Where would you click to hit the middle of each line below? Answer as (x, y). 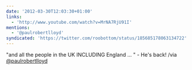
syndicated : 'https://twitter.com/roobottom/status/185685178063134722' (97, 38)
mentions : (18, 27)
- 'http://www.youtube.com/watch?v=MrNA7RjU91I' (72, 22)
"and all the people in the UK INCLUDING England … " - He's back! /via (92, 55)
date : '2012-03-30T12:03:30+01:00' (49, 11)
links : (14, 17)
